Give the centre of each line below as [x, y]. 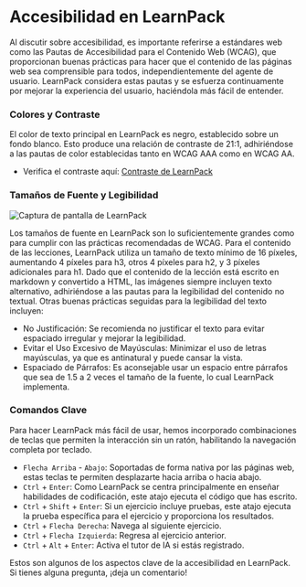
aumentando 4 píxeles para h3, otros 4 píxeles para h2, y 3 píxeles [135, 261]
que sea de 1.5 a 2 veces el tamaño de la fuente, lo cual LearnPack [148, 377]
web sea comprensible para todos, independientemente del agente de [142, 71]
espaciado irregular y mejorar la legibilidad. [104, 338]
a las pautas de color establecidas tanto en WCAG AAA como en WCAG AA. [152, 154]
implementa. [46, 387]
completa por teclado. [51, 449]
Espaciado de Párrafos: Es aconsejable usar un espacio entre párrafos [155, 367]
